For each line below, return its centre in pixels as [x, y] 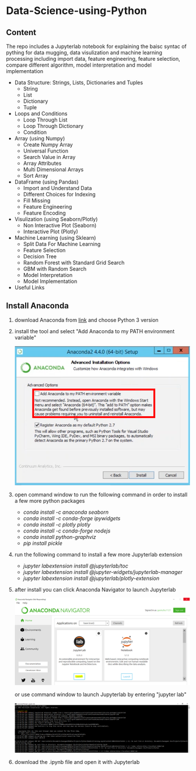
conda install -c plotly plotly [57, 524]
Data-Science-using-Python [76, 11]
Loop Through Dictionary [53, 126]
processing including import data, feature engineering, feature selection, [93, 59]
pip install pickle [43, 543]
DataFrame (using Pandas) [46, 182]
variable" [25, 337]
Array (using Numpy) [40, 138]
